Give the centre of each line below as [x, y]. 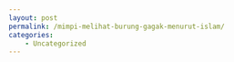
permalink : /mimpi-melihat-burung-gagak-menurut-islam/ [117, 26]
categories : [31, 35]
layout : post [33, 18]
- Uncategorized [56, 43]
